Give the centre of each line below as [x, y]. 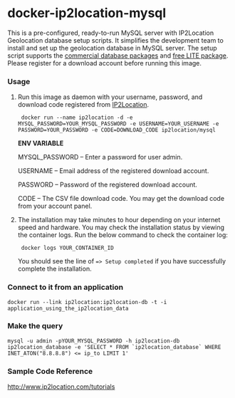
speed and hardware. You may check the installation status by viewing [121, 227]
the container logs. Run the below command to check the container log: [122, 235]
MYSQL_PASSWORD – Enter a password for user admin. [100, 157]
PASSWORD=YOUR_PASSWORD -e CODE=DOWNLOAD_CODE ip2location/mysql [116, 130]
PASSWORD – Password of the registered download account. [108, 185]
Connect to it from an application [65, 288]
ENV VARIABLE [41, 143]
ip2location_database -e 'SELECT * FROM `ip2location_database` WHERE [114, 347]
